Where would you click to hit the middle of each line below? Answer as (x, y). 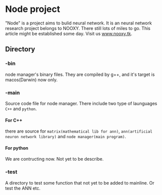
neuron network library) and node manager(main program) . (66, 137)
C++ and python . (21, 109)
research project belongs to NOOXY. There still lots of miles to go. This (78, 28)
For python (17, 148)
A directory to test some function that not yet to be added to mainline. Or (80, 183)
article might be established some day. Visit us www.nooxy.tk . (69, 33)
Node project (33, 9)
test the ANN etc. (23, 188)
